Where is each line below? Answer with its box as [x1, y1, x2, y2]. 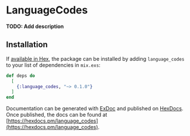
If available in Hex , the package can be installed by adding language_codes [6, 55, 185, 62]
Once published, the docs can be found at [6, 111, 108, 118]
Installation [6, 40, 48, 50]
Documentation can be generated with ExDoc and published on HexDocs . [6, 105, 184, 112]
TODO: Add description [6, 23, 64, 30]
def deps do [6, 72, 35, 79]
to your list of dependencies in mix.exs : [6, 61, 101, 68]
